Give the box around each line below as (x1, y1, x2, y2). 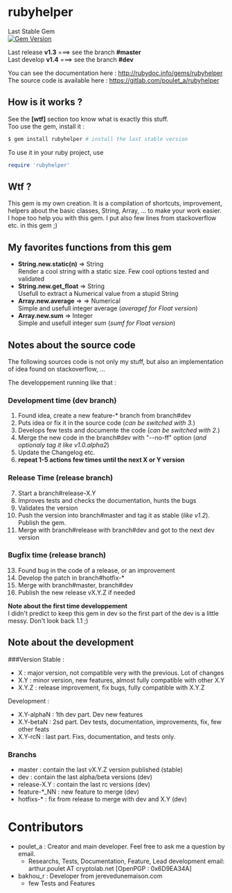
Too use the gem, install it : (8, 122, 85, 131)
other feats (17, 725, 50, 733)
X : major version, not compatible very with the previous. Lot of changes (17, 668, 224, 677)
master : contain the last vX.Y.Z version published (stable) (17, 765, 183, 774)
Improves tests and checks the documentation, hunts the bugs (17, 496, 197, 504)
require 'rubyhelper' (8, 161, 71, 169)
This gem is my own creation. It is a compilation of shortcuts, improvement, (8, 199, 222, 208)
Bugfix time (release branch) (8, 550, 107, 560)
